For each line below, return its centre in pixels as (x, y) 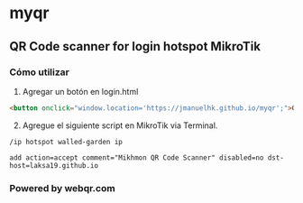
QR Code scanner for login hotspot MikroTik (135, 46)
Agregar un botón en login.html (80, 91)
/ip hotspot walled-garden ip (66, 142)
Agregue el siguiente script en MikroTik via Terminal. (120, 125)
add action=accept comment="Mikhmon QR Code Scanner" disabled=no (137, 157)
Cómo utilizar (39, 72)
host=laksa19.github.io (54, 165)
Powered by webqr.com (62, 188)
